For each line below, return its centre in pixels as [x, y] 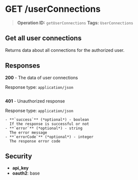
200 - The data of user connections [41, 77]
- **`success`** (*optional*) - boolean [47, 119]
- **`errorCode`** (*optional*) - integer [49, 137]
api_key [20, 168]
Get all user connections [43, 38]
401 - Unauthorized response [35, 101]
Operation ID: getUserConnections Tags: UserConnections [75, 23]
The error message [29, 132]
